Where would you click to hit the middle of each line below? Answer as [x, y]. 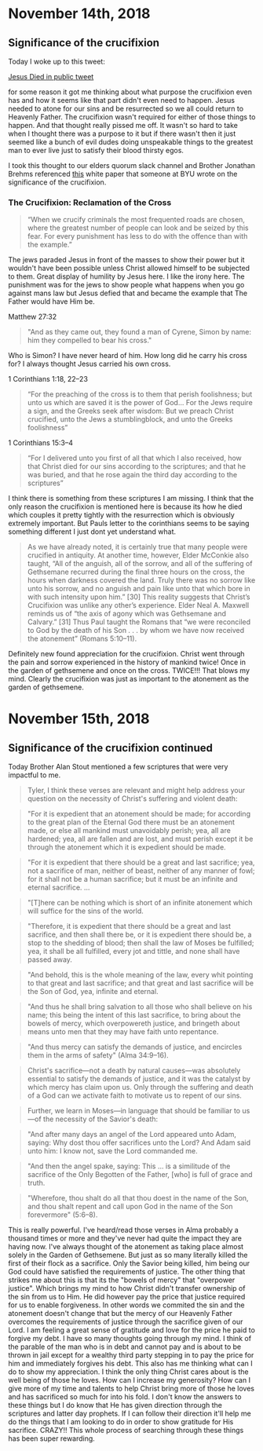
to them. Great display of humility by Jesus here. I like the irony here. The [126, 276]
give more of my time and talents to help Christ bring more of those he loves [131, 1389]
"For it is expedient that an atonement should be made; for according [139, 814]
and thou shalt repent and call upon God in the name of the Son [130, 1207]
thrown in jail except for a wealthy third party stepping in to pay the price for [131, 1355]
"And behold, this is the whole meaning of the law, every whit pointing [140, 975]
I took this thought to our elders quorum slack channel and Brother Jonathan [131, 165]
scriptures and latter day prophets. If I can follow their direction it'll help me [130, 1413]
